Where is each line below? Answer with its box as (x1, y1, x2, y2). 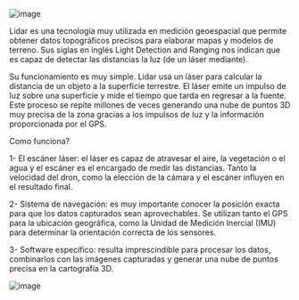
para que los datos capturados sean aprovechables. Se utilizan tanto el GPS (9, 208, 288, 218)
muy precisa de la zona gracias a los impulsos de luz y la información (9, 109, 265, 119)
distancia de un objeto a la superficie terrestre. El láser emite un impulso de (9, 81, 287, 91)
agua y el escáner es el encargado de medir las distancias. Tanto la (9, 163, 257, 173)
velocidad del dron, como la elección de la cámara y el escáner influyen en (9, 172, 285, 182)
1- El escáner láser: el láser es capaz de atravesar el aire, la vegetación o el (9, 153, 286, 164)
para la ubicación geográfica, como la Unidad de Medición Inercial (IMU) (9, 218, 277, 228)
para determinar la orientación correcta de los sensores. (9, 227, 217, 238)
